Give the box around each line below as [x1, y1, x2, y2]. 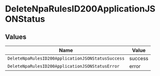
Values [5, 33, 27, 41]
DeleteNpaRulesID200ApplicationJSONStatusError [7, 63, 120, 69]
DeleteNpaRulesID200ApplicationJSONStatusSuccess [7, 56, 125, 61]
